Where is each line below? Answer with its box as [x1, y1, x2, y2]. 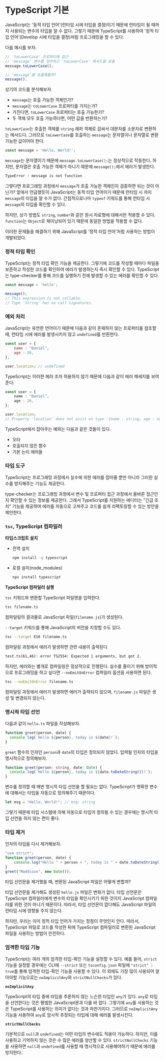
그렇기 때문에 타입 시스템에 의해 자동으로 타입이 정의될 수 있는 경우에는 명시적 [5, 809, 153, 815]
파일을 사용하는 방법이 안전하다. [5, 930, 66, 936]
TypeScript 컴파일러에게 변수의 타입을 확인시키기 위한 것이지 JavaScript [5, 895, 144, 901]
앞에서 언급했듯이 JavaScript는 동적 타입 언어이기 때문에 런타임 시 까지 [16, 189, 152, 195]
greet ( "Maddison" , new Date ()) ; [5, 869, 71, 874]
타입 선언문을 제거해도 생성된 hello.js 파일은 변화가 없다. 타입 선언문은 [5, 889, 142, 895]
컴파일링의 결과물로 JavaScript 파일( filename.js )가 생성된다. [5, 614, 124, 620]
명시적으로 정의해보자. [5, 755, 48, 761]
